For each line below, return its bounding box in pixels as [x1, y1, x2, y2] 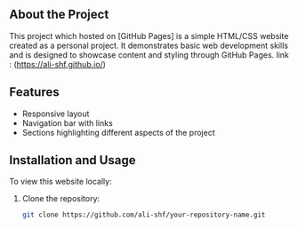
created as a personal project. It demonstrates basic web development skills [9, 40, 289, 51]
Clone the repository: [21, 193, 101, 204]
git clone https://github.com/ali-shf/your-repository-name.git [21, 210, 266, 220]
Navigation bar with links [21, 117, 113, 128]
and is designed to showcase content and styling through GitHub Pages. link [9, 49, 289, 60]
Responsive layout [21, 108, 90, 119]
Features [9, 84, 60, 100]
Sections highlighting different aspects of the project [21, 127, 215, 138]
